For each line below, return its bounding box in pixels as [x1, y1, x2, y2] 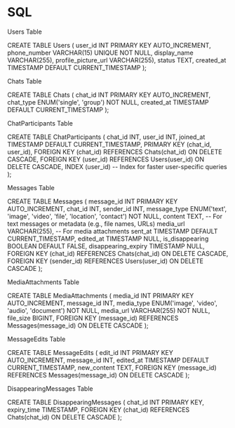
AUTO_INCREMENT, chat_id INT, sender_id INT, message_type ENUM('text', [7, 204, 227, 213]
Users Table [7, 27, 42, 36]
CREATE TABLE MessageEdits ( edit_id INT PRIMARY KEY [7, 348, 174, 356]
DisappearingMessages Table [7, 384, 93, 393]
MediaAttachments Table [7, 278, 79, 286]
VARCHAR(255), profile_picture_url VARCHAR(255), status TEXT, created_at [7, 55, 227, 64]
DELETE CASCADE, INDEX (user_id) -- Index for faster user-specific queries [7, 162, 227, 170]
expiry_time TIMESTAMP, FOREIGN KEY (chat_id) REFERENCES [7, 405, 190, 414]
